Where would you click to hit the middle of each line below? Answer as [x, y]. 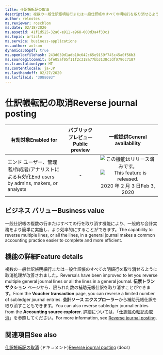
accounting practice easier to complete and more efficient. [64, 240]
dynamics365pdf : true [27, 50]
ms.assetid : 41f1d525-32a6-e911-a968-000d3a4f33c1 [57, 32]
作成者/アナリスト [34, 169]
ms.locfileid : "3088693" [30, 77]
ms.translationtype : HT [29, 64]
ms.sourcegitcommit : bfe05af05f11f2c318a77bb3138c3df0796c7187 [70, 59]
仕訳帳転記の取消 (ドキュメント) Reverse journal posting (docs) [67, 347]
